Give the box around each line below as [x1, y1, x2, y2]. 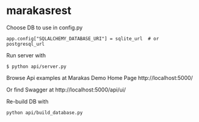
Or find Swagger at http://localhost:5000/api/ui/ [6, 86, 126, 93]
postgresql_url [6, 41, 45, 47]
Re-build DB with [6, 98, 49, 105]
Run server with [6, 51, 46, 59]
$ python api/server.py [6, 63, 67, 70]
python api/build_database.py [6, 109, 83, 116]
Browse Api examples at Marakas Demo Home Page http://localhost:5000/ [6, 74, 194, 81]
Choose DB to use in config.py [6, 24, 83, 31]
